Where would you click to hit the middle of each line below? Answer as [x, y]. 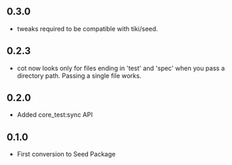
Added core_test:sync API [55, 115]
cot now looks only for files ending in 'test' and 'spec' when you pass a [121, 68]
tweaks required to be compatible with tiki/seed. [87, 28]
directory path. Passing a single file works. [79, 75]
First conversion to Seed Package [66, 154]
